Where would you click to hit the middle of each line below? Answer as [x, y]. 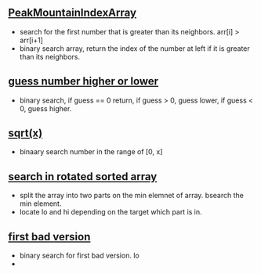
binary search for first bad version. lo [79, 256]
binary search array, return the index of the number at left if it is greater [135, 48]
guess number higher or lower [83, 81]
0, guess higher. [45, 108]
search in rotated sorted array [83, 177]
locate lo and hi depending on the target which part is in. [111, 212]
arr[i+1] [31, 40]
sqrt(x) [25, 133]
